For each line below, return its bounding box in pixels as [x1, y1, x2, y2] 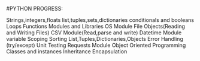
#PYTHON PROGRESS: [6, 5, 63, 12]
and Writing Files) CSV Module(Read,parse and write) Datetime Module [6, 29, 182, 36]
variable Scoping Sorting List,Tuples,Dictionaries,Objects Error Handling [6, 36, 184, 42]
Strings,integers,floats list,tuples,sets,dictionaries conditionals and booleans [6, 17, 195, 23]
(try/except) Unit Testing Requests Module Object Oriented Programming [6, 41, 186, 49]
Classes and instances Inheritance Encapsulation [6, 48, 128, 55]
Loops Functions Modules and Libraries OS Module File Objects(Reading [6, 23, 186, 30]
